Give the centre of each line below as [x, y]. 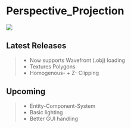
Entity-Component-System [63, 106]
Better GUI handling [54, 118]
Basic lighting [46, 112]
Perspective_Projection [65, 11]
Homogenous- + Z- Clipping [64, 73]
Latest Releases [36, 46]
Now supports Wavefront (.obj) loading [77, 60]
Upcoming [26, 91]
